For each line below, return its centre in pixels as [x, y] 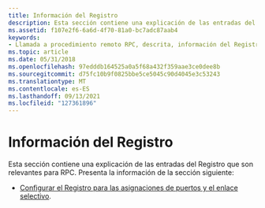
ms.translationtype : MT [47, 81]
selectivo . [35, 196]
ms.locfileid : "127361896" [52, 103]
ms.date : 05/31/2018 [42, 60]
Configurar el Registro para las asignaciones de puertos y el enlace [129, 188]
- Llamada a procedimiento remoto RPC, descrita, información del [119, 45]
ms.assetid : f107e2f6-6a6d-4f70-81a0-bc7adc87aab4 [93, 30]
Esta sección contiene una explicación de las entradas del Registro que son [131, 164]
